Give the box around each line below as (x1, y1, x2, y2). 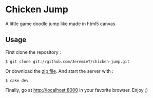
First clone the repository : (5, 49, 62, 55)
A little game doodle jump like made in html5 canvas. (5, 21, 117, 27)
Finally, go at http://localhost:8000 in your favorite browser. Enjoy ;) (5, 87, 148, 93)
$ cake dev (5, 78, 29, 83)
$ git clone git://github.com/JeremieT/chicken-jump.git (5, 59, 130, 64)
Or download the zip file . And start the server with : (5, 68, 114, 74)
